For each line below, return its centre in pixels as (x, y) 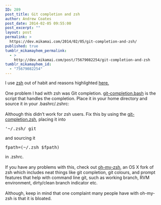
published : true (22, 46)
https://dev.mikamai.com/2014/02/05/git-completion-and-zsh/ (73, 42)
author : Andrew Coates (28, 19)
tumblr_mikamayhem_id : (28, 64)
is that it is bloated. (33, 198)
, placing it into (51, 119)
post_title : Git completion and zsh (42, 14)
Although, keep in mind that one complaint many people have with (72, 193)
